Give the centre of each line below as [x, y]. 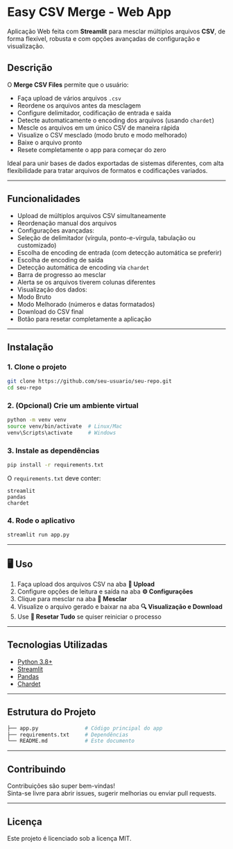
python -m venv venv [37, 420]
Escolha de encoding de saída [60, 260]
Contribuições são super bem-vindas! [61, 786]
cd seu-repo [24, 388]
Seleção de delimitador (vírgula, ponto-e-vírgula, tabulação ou [106, 237]
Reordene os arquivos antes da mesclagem [79, 106]
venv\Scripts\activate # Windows [62, 433]
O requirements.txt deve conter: [54, 478]
